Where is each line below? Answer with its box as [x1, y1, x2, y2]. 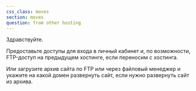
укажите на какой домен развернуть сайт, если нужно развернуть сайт [6, 72, 189, 79]
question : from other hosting [6, 20, 82, 26]
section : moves [6, 14, 44, 20]
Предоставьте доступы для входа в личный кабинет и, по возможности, [6, 48, 191, 55]
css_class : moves [6, 8, 49, 15]
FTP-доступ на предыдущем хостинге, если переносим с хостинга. [6, 54, 179, 61]
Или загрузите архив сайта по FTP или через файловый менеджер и [6, 65, 181, 73]
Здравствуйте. [6, 36, 43, 43]
